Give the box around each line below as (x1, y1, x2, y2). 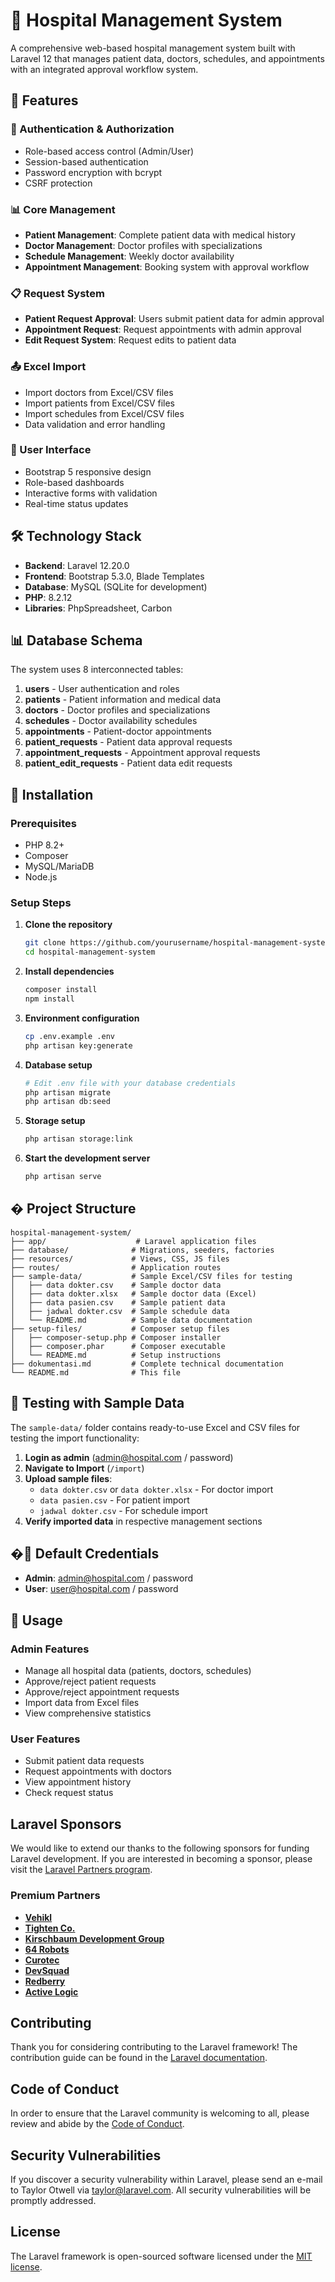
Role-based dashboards (24, 476, 125, 488)
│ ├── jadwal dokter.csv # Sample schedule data (10, 1306, 230, 1316)
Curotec (24, 1954, 60, 1966)
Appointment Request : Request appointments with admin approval (24, 324, 302, 336)
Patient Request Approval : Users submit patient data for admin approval (24, 313, 325, 325)
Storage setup (24, 1115, 86, 1127)
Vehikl (24, 1911, 53, 1923)
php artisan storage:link (24, 1134, 133, 1144)
